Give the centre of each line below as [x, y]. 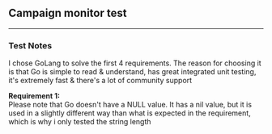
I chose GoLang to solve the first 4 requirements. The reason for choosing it [135, 63]
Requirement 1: [34, 96]
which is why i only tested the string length [80, 122]
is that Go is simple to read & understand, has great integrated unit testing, [132, 72]
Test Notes [30, 45]
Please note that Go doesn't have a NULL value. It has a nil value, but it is [130, 105]
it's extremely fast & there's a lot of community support [100, 81]
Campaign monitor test [68, 13]
